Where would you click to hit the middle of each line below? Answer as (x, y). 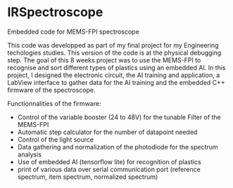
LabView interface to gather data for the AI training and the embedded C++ (116, 82)
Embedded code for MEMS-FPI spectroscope (73, 32)
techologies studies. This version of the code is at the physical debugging (114, 53)
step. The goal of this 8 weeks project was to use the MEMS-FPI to (104, 60)
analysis (30, 154)
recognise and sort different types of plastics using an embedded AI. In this (116, 67)
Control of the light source (55, 139)
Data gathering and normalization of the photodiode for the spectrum (118, 147)
